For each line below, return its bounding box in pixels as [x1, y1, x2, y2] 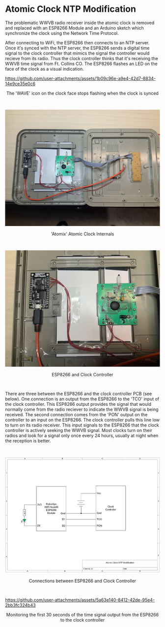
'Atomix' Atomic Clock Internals [51, 231, 114, 237]
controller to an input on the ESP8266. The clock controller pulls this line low [5, 417, 160, 423]
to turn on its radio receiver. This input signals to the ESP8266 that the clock [5, 422, 159, 428]
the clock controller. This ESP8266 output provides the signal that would [5, 401, 151, 407]
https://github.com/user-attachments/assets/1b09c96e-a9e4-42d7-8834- [5, 75, 156, 81]
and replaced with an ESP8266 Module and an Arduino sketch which [5, 25, 144, 31]
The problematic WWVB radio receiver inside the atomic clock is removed [5, 20, 155, 26]
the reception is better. [5, 437, 51, 444]
